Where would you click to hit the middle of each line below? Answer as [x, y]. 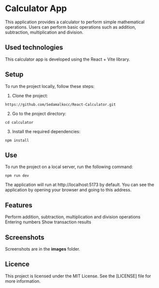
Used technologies [34, 47]
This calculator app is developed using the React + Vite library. [68, 59]
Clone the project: [30, 96]
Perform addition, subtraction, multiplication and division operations [73, 217]
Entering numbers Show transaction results [48, 222]
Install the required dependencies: [46, 131]
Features [19, 205]
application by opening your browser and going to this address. [68, 190]
